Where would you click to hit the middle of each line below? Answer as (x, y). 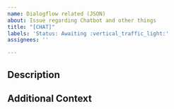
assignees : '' (28, 40)
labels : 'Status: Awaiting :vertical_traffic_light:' (88, 33)
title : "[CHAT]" (31, 27)
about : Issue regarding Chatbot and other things (82, 20)
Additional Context (50, 98)
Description (34, 75)
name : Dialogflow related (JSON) (57, 14)
